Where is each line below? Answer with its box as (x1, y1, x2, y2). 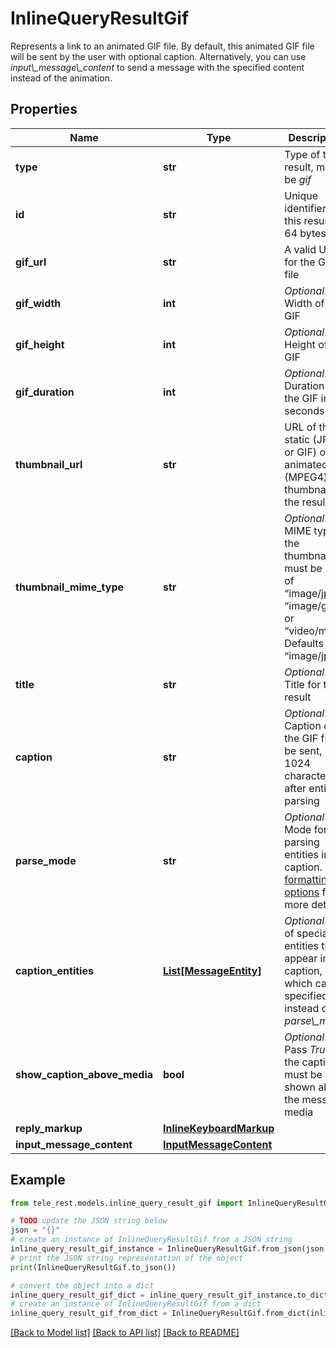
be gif (284, 172, 312, 186)
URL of (284, 420, 317, 434)
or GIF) (284, 445, 318, 459)
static (284, 432, 311, 446)
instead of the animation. (10, 72, 113, 84)
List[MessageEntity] (163, 963, 262, 977)
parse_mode (15, 853, 77, 867)
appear (284, 951, 318, 965)
